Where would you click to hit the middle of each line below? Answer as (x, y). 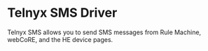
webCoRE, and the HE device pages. (60, 39)
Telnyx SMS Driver (62, 13)
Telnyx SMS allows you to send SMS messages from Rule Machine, (104, 32)
